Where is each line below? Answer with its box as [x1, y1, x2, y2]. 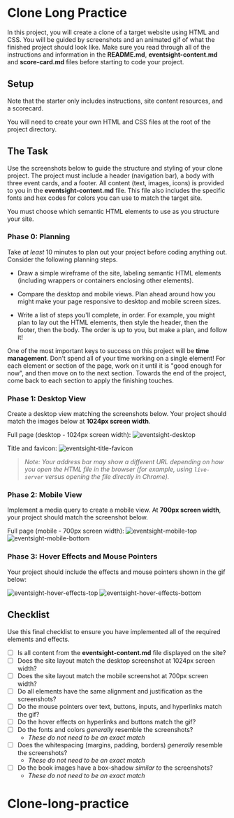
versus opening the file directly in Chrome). [45, 473, 170, 481]
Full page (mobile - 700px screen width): [7, 526, 124, 536]
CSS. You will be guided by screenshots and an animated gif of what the [7, 35, 215, 43]
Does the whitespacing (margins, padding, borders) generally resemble [17, 741, 224, 749]
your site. [7, 215, 34, 223]
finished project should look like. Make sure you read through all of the [7, 43, 211, 51]
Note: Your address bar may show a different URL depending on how [24, 458, 224, 466]
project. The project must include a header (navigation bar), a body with [7, 171, 214, 180]
